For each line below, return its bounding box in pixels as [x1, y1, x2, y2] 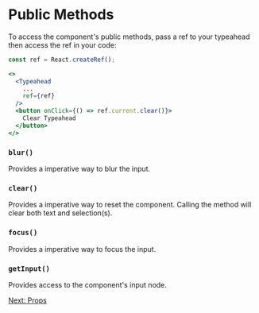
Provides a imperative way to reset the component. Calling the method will [8, 200, 252, 210]
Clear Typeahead [22, 114, 77, 122]
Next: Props [8, 296, 48, 305]
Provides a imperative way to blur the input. [8, 164, 151, 173]
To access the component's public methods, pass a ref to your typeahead [8, 32, 250, 41]
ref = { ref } [22, 92, 56, 100]
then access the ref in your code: [8, 40, 117, 49]
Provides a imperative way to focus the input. [8, 244, 157, 253]
